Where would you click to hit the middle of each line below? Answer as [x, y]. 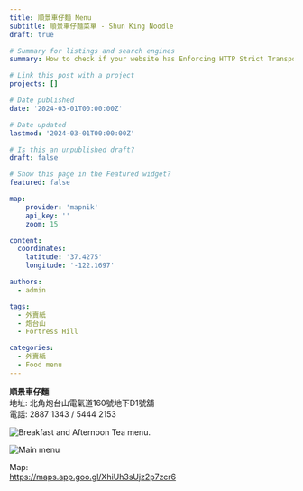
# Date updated [38, 125]
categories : [32, 348]
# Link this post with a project [72, 76]
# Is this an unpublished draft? [72, 150]
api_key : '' [48, 216]
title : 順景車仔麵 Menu [50, 18]
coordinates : [42, 249]
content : [26, 240]
